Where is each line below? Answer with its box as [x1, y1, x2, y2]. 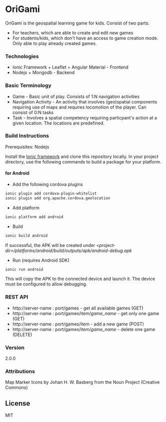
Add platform [12, 204, 40, 210]
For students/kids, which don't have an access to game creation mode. [12, 35, 159, 41]
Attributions [5, 367, 35, 374]
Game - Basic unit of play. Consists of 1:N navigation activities [12, 93, 140, 99]
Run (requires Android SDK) [12, 257, 70, 263]
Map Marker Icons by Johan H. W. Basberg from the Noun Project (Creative [5, 379, 160, 385]
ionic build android [5, 233, 48, 238]
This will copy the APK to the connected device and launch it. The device [5, 276, 156, 282]
